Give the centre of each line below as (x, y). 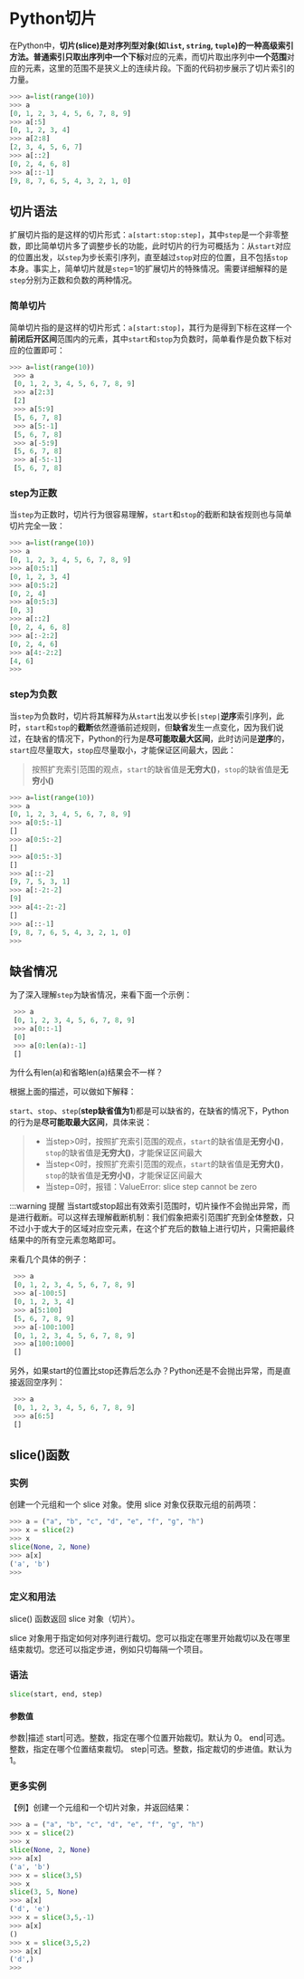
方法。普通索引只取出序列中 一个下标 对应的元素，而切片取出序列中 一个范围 (148, 56)
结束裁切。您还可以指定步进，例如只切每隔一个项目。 (109, 1649)
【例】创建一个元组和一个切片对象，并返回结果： (100, 1808)
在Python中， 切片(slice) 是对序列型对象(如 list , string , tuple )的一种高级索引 (152, 45)
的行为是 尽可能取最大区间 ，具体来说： (81, 1122)
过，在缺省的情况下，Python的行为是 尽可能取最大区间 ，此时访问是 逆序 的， (149, 739)
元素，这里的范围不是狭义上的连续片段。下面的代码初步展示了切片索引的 (160, 68)
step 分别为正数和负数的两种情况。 (73, 280)
